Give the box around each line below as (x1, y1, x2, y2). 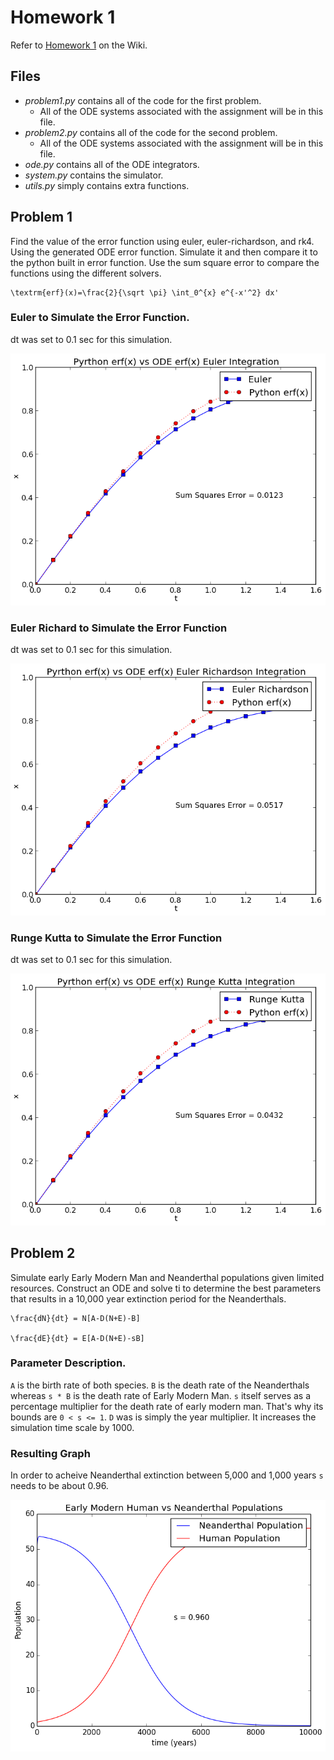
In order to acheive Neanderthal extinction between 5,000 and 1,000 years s (10, 1469, 324, 1481)
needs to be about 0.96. (10, 1480, 109, 1492)
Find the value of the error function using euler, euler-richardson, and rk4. (10, 235, 315, 247)
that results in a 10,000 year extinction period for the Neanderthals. (10, 1292, 287, 1305)
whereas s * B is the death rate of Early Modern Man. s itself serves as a (10, 1389, 312, 1401)
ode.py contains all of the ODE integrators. (24, 158, 200, 170)
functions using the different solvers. (10, 267, 162, 279)
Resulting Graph (10, 1446, 91, 1460)
